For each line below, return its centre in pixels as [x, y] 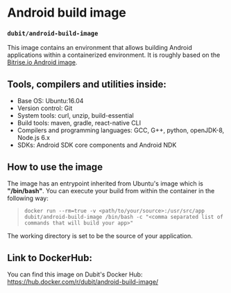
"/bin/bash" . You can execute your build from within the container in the [111, 191]
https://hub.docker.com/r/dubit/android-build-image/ [83, 281]
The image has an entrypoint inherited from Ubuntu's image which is [105, 184]
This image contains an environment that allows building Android [100, 48]
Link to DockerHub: [50, 258]
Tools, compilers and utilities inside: [87, 84]
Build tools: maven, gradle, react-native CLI [79, 123]
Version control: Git [45, 108]
